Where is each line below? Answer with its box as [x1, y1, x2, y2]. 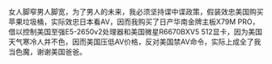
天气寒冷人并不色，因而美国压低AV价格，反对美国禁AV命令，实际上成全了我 [8, 37, 261, 46]
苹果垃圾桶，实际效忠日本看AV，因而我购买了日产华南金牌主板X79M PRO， [8, 17, 260, 26]
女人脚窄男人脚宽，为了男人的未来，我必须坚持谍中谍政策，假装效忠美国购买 [8, 7, 264, 16]
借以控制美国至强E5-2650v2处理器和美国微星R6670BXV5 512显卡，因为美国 [8, 27, 263, 36]
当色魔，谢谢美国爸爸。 [8, 47, 87, 56]
